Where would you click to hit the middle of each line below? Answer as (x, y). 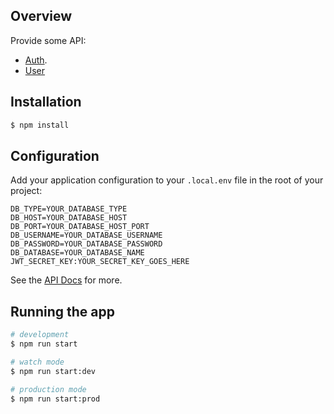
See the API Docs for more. (66, 280)
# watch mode (37, 362)
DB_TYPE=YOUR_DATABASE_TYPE (69, 209)
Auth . (36, 60)
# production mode (48, 389)
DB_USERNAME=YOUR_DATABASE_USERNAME (86, 235)
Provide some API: (48, 40)
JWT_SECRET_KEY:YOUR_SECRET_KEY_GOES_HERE (100, 262)
